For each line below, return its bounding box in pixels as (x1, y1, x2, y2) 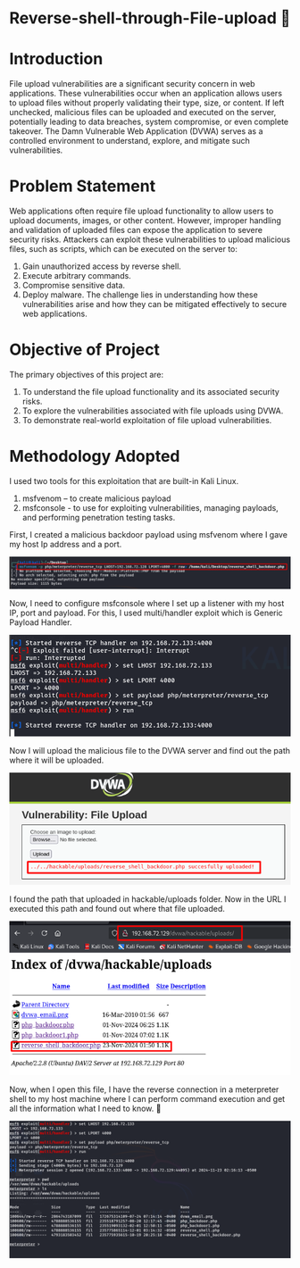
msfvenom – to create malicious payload (21, 493, 171, 504)
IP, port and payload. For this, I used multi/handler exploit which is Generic (9, 607, 283, 619)
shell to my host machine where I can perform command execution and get (9, 1094, 286, 1105)
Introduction (9, 49, 104, 70)
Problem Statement (9, 176, 156, 196)
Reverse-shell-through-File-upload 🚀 (9, 8, 291, 29)
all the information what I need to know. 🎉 (9, 1103, 162, 1114)
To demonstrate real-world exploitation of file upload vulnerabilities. (21, 415, 272, 425)
